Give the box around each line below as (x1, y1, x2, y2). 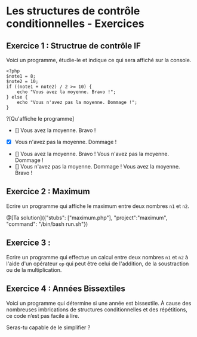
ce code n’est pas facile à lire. (6, 312, 79, 319)
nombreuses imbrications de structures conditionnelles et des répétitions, (6, 306, 188, 313)
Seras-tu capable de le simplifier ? (6, 324, 91, 331)
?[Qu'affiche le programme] (6, 115, 75, 122)
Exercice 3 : (6, 238, 51, 248)
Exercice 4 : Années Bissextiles (6, 284, 125, 294)
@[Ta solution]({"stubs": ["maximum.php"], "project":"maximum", (6, 214, 168, 221)
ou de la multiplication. (6, 266, 62, 273)
